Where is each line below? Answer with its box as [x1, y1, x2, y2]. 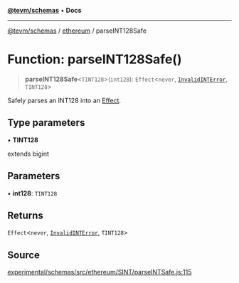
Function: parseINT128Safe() [7, 51, 182, 68]
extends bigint [7, 149, 50, 158]
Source [7, 249, 41, 261]
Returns [7, 209, 44, 221]
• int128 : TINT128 [7, 188, 58, 198]
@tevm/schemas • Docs [7, 6, 82, 14]
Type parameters [7, 117, 85, 129]
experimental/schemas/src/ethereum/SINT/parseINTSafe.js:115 [7, 268, 192, 277]
